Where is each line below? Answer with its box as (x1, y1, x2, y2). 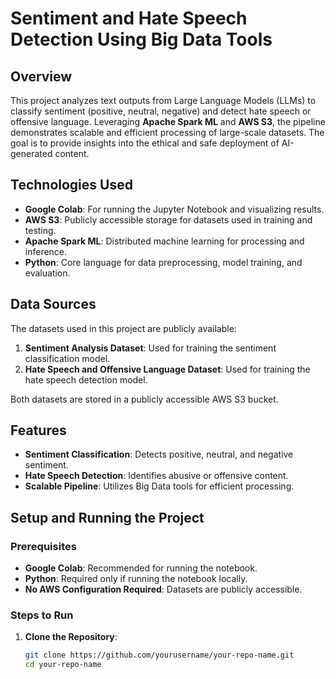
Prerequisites (10, 539, 77, 553)
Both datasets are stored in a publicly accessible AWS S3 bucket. (10, 393, 279, 405)
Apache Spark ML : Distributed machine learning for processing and (24, 235, 305, 247)
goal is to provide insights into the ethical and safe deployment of (10, 137, 280, 149)
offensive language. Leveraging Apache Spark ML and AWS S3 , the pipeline (10, 116, 326, 127)
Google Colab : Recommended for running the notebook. (24, 562, 258, 574)
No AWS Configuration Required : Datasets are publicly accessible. (24, 583, 303, 596)
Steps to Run (10, 608, 74, 622)
